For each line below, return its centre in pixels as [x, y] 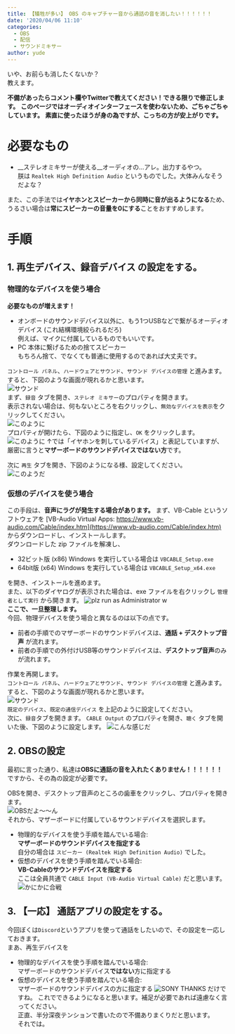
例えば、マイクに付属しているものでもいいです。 [87, 338]
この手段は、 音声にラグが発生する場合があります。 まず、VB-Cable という [115, 510]
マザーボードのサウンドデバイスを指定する [79, 843]
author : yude [26, 53]
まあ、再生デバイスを [38, 947]
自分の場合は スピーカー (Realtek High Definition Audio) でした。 [113, 852]
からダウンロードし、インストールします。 [68, 535]
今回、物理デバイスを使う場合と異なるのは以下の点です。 [90, 618]
